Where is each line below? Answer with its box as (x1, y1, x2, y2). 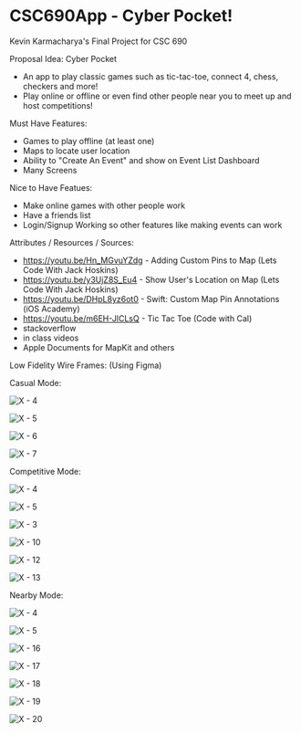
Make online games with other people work (22, 200, 186, 211)
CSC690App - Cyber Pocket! (9, 5, 234, 26)
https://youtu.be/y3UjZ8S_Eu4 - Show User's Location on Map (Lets (22, 274, 280, 285)
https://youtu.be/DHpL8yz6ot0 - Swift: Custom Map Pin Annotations (22, 293, 280, 304)
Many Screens (22, 164, 78, 175)
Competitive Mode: (9, 466, 82, 476)
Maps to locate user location (22, 145, 130, 156)
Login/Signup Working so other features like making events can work (22, 219, 283, 230)
